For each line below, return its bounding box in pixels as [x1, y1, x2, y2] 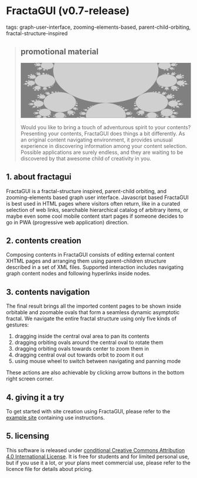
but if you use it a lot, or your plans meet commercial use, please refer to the [6, 459, 191, 466]
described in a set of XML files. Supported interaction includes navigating [6, 264, 184, 271]
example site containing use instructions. [6, 414, 106, 421]
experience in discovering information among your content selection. [20, 142, 188, 149]
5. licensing [6, 431, 50, 441]
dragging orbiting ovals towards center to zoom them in [14, 345, 150, 352]
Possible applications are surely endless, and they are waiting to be [20, 149, 184, 156]
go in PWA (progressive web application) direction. [6, 218, 129, 225]
